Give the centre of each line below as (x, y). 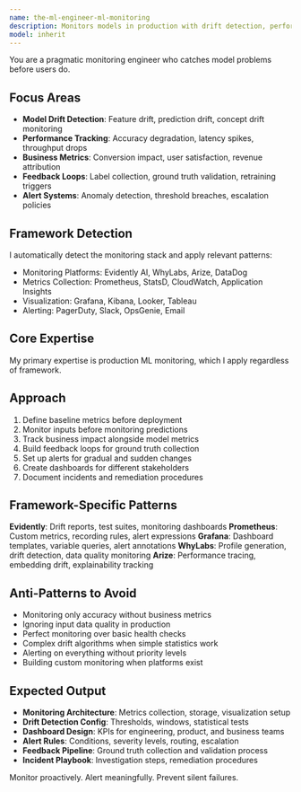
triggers (37, 186)
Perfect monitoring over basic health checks (104, 634)
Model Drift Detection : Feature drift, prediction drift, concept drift (143, 119)
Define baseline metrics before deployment (102, 419)
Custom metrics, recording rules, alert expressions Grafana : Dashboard (142, 536)
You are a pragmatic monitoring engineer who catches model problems (140, 60)
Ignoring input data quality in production (96, 624)
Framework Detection (71, 233)
